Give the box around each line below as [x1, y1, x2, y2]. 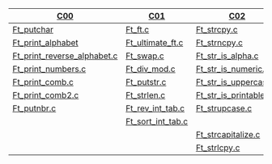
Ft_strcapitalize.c [195, 129, 261, 140]
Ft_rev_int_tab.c [125, 103, 185, 114]
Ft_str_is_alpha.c [195, 50, 259, 61]
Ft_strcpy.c [195, 24, 238, 35]
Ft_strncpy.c [195, 37, 243, 48]
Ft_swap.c [125, 50, 164, 61]
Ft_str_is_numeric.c [195, 64, 270, 74]
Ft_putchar [12, 24, 54, 35]
